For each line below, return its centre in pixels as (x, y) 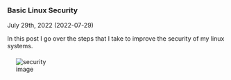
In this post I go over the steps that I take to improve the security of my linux (116, 39)
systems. (20, 46)
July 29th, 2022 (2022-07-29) (50, 26)
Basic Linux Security (43, 10)
